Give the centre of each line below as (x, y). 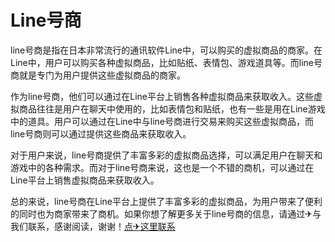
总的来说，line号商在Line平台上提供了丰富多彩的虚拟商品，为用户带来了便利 (166, 201)
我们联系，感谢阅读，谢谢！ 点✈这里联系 (93, 226)
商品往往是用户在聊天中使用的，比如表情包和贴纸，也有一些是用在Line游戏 (172, 108)
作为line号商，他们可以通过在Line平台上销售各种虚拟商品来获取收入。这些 (162, 96)
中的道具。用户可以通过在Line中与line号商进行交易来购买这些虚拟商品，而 (162, 121)
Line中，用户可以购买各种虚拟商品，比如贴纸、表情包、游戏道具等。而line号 (166, 62)
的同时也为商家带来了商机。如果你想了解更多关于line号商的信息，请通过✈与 (166, 213)
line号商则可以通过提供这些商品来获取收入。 (101, 133)
